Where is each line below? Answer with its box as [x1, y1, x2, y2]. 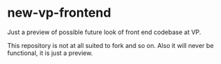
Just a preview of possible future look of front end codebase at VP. [7, 28, 201, 36]
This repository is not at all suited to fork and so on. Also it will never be [7, 41, 214, 49]
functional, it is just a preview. [7, 49, 93, 57]
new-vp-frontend [7, 5, 112, 21]
